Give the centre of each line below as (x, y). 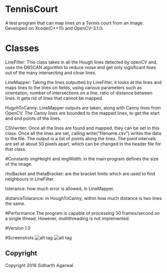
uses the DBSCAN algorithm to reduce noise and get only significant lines (81, 67)
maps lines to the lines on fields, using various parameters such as (74, 88)
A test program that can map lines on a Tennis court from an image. (75, 23)
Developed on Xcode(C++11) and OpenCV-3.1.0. (54, 28)
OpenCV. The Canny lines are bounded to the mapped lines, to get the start (83, 113)
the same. (15, 203)
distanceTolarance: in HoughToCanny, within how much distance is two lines (83, 198)
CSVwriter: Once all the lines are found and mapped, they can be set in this (82, 128)
